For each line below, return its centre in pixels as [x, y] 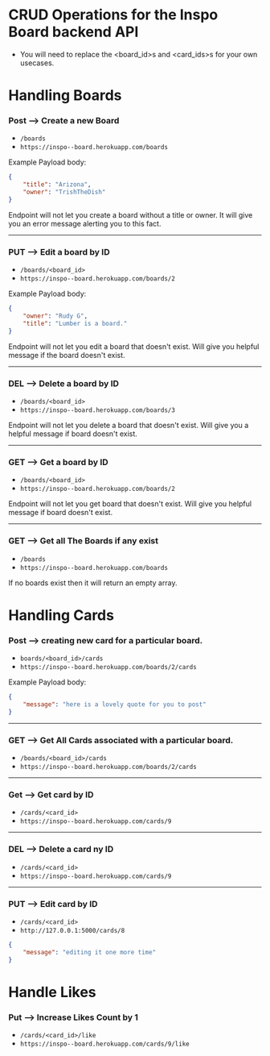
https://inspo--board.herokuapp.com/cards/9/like [105, 1044]
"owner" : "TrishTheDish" [64, 192]
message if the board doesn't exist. [67, 355]
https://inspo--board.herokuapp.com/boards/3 [97, 410]
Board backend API [74, 32]
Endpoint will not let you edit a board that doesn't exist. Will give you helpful [134, 346]
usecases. [37, 63]
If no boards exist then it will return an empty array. [93, 583]
